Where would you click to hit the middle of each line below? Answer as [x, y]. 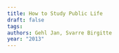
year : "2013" [26, 39]
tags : [15, 26]
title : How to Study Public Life [55, 13]
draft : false [26, 20]
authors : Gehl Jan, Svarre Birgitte [60, 33]
